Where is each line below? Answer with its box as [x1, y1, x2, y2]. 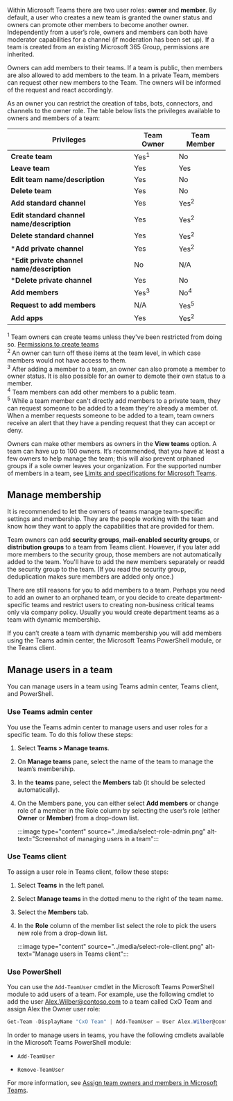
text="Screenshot [17, 834, 68, 843]
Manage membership [7, 489, 102, 501]
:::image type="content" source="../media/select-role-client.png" [17, 942, 205, 950]
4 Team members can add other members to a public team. [7, 387, 177, 396]
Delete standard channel [10, 231, 94, 240]
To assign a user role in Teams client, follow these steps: [7, 868, 169, 876]
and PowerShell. [7, 690, 54, 698]
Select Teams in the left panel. [17, 881, 105, 889]
